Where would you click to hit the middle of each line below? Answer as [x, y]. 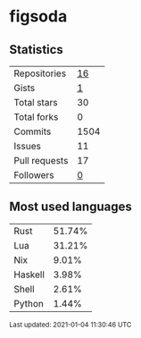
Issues [28, 146]
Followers [34, 175]
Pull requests [41, 161]
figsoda [38, 17]
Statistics [37, 50]
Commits [33, 131]
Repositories [40, 73]
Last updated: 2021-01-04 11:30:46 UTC [70, 325]
